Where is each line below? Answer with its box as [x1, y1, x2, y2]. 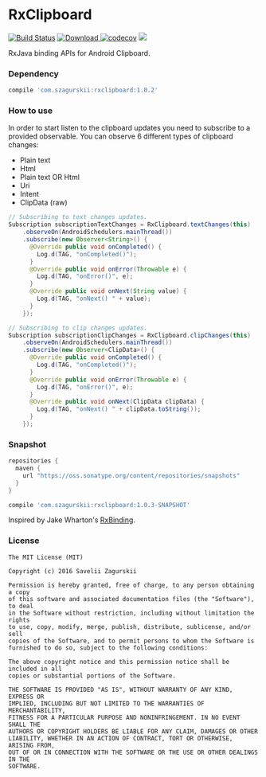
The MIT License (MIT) [8, 553, 84, 561]
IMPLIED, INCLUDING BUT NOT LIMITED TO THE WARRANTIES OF [8, 699, 205, 708]
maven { [15, 464, 41, 473]
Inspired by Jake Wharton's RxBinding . [8, 515, 135, 525]
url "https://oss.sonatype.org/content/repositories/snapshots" [22, 471, 241, 479]
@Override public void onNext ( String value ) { [29, 287, 187, 295]
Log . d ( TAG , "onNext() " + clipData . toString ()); [37, 405, 201, 413]
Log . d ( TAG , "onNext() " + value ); [37, 295, 151, 303]
